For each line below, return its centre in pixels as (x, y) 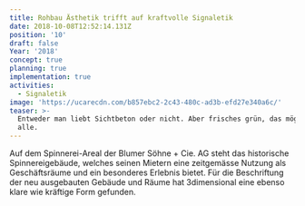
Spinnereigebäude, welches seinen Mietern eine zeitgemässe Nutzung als (148, 163)
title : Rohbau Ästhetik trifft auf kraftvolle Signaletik (121, 18)
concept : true (36, 60)
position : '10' (38, 34)
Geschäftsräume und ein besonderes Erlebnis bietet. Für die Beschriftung (147, 172)
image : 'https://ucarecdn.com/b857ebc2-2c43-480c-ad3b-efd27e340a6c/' (146, 102)
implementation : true (50, 77)
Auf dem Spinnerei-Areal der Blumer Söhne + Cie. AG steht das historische (149, 153)
